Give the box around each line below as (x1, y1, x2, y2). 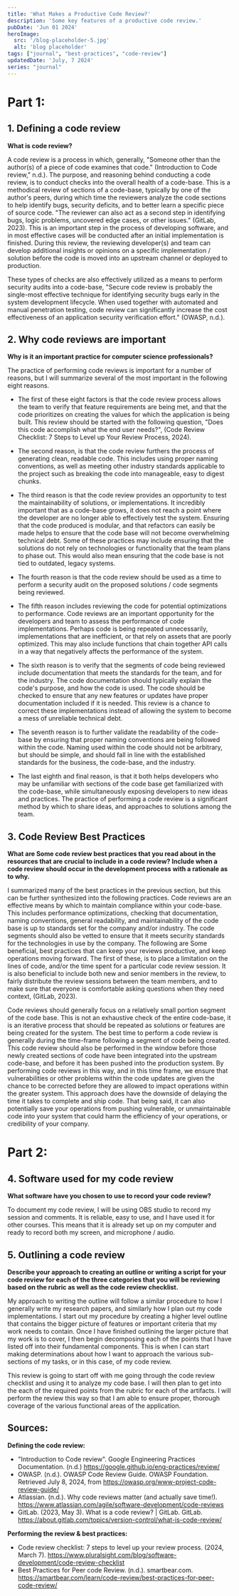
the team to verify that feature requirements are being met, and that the (17, 403, 227, 411)
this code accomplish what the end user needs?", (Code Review (17, 426, 205, 434)
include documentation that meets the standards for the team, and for (17, 669, 223, 677)
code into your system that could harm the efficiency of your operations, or (7, 1112, 228, 1121)
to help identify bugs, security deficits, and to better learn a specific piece (7, 200, 224, 209)
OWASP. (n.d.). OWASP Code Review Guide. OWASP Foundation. (17, 1470, 208, 1478)
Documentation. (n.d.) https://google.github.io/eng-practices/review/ (17, 1462, 221, 1471)
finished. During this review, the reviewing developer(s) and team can (7, 238, 211, 247)
